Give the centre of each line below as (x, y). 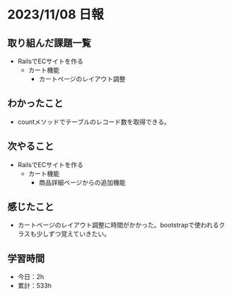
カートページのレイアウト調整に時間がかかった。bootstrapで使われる (118, 225)
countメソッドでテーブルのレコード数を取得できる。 (94, 122)
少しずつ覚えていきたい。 (74, 234)
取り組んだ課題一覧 (49, 43)
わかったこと (35, 103)
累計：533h (34, 286)
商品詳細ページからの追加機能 (82, 182)
